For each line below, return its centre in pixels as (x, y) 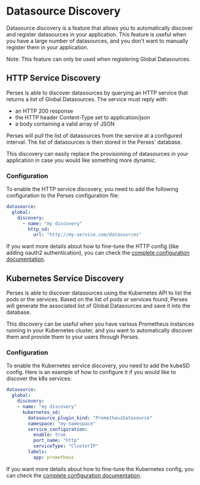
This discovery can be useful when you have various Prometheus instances (100, 324)
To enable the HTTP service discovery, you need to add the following (92, 189)
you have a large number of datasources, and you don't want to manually (97, 41)
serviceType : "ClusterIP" (66, 446)
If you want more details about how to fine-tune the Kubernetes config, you (100, 469)
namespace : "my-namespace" (62, 423)
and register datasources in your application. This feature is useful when (96, 34)
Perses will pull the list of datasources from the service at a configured (94, 135)
